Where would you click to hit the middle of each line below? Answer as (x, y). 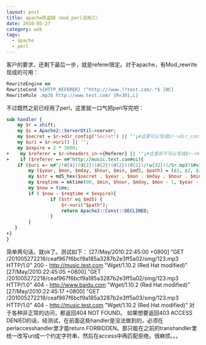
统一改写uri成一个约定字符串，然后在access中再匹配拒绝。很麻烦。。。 (94, 336)
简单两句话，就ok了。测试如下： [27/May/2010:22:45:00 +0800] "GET (95, 252)
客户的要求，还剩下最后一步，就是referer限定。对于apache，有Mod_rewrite (102, 64)
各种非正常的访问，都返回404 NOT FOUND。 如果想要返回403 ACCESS (102, 312)
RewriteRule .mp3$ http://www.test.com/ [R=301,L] (72, 95)
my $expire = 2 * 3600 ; (48, 148)
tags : (13, 35)
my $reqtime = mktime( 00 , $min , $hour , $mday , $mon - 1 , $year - (114, 182)
